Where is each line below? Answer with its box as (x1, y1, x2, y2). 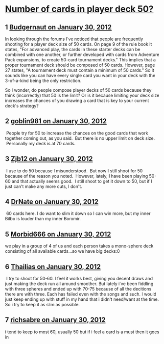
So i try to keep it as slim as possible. (5, 302, 80, 308)
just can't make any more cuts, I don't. (5, 183, 82, 189)
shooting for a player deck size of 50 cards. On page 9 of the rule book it (5, 41, 152, 47)
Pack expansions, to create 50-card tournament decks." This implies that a (5, 57, 156, 62)
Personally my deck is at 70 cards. (6, 140, 76, 146)
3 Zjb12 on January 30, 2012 (5, 155, 93, 163)
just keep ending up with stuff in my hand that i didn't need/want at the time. (5, 296, 159, 302)
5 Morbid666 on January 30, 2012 (5, 230, 111, 238)
